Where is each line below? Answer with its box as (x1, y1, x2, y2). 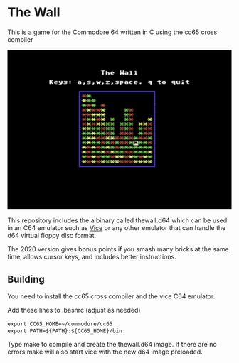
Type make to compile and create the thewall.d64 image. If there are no (7, 340, 217, 349)
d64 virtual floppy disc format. (7, 232, 97, 240)
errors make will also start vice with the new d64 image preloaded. (7, 347, 203, 356)
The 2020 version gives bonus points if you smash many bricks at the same (7, 245, 230, 254)
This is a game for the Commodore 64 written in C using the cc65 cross (7, 28, 218, 36)
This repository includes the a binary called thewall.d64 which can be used (7, 216, 228, 224)
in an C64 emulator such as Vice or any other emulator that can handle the (7, 224, 226, 232)
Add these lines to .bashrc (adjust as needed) (7, 306, 141, 315)
